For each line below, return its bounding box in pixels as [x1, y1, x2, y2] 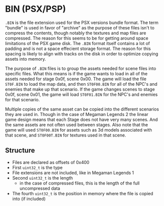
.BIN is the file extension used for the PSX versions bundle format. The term [5, 20, 159, 25]
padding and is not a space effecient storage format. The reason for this [5, 46, 151, 51]
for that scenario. [5, 96, 40, 102]
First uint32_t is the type [12, 164, 63, 170]
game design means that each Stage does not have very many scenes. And [5, 116, 158, 122]
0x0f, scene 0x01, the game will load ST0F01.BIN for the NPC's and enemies [5, 92, 158, 97]
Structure [5, 146, 35, 155]
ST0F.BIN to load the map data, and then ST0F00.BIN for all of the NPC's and [5, 81, 158, 87]
